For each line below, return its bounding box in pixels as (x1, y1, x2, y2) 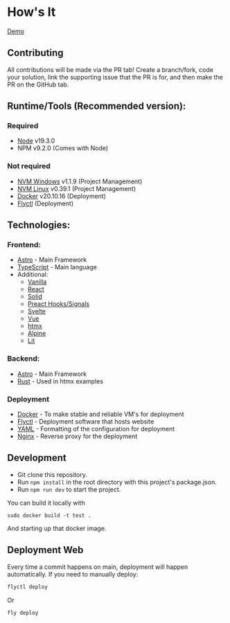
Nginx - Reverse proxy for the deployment (17, 432, 138, 440)
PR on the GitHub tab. (7, 80, 69, 89)
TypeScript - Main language (17, 263, 97, 271)
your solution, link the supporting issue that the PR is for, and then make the (7, 73, 223, 81)
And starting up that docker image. (7, 524, 107, 532)
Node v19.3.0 (17, 136, 55, 145)
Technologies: (7, 219, 71, 231)
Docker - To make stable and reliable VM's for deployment (17, 410, 184, 419)
